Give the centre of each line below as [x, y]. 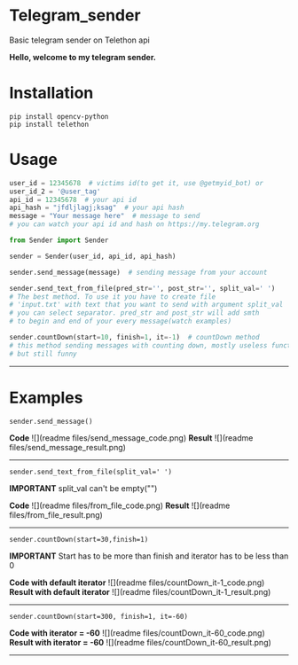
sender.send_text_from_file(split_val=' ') [91, 472]
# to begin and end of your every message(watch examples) [121, 321]
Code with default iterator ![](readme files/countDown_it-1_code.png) [137, 583]
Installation [51, 93]
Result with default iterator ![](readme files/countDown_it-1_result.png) [140, 591]
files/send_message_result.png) [68, 447]
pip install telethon [49, 124]
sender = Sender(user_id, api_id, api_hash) [93, 256]
